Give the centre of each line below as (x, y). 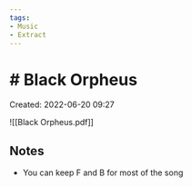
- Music (24, 26)
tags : (20, 18)
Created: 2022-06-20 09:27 (62, 104)
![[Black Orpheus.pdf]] (51, 123)
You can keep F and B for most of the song (103, 172)
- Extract (28, 34)
